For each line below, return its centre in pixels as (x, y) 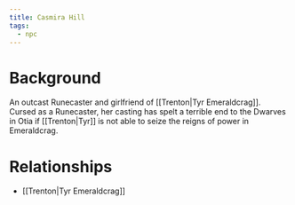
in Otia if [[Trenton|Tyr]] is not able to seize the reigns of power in (129, 122)
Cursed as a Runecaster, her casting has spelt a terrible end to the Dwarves (147, 112)
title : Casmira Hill (48, 17)
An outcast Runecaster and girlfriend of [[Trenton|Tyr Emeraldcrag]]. (135, 102)
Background (55, 78)
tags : (19, 26)
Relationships (61, 166)
